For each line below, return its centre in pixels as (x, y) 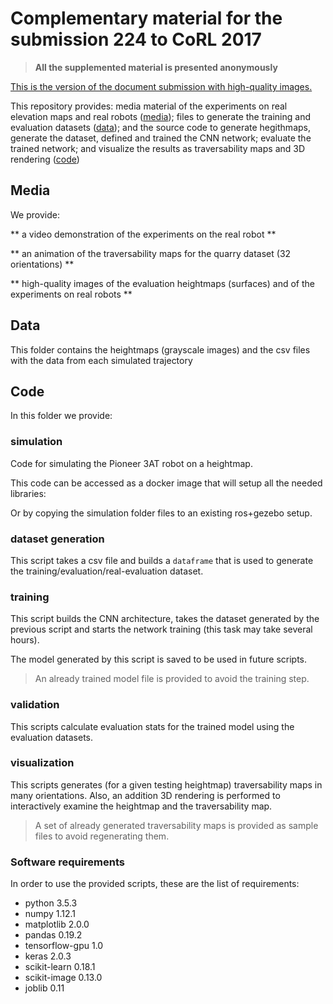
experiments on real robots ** (71, 294)
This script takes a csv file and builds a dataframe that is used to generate (162, 560)
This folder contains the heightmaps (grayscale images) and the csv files (160, 349)
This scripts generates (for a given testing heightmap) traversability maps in (166, 784)
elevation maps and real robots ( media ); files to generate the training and (160, 116)
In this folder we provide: (61, 416)
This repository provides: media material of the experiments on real (149, 106)
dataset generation (57, 539)
